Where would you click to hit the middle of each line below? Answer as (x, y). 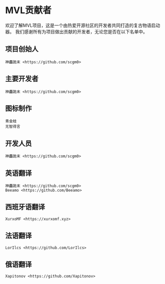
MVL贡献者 (28, 10)
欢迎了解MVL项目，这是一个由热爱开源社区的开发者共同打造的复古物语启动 (83, 25)
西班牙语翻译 (25, 207)
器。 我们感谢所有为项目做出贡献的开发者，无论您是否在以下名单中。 (76, 31)
